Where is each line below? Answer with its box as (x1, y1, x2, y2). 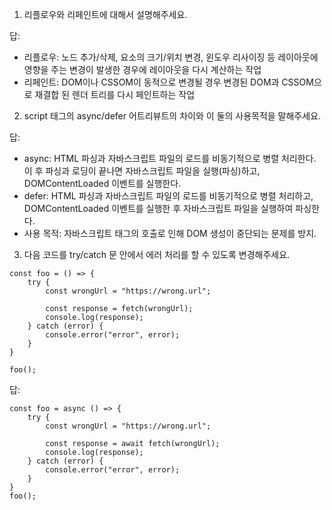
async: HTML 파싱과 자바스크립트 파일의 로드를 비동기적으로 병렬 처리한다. (23, 153, 317, 164)
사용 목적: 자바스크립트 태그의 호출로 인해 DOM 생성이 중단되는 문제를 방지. (23, 228, 317, 239)
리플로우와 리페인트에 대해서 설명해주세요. (23, 9, 188, 20)
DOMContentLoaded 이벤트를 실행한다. (23, 178, 182, 189)
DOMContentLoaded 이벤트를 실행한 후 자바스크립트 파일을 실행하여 (23, 203, 294, 214)
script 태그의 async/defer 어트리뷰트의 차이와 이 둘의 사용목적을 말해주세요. (23, 110, 322, 122)
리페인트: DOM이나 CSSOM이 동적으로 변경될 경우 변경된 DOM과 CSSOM (23, 76, 314, 88)
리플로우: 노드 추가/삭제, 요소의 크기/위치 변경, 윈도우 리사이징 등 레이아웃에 (23, 51, 319, 63)
